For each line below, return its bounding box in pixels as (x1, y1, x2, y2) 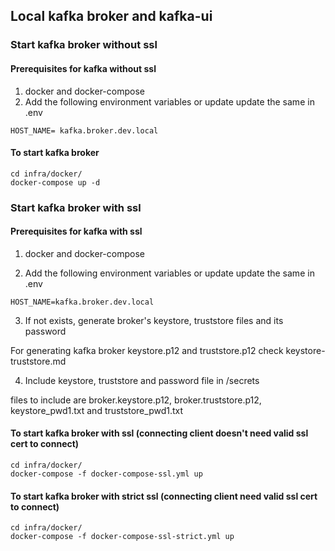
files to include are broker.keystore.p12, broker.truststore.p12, (10, 394, 262, 406)
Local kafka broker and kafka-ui (10, 8, 213, 25)
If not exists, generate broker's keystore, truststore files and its (24, 314, 284, 326)
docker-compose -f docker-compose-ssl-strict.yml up (10, 532, 235, 542)
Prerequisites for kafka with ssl (10, 225, 143, 238)
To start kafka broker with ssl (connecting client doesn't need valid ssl (10, 427, 309, 439)
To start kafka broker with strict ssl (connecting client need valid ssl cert (10, 490, 318, 502)
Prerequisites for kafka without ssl (10, 62, 157, 74)
